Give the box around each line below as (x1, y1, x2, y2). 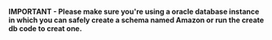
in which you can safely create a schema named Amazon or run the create (8, 15, 265, 25)
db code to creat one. (8, 24, 83, 33)
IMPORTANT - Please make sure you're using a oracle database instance (8, 7, 260, 16)
